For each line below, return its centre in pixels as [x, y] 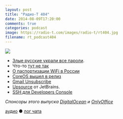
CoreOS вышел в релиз [37, 76]
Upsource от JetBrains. [36, 86]
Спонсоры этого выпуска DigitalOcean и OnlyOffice [59, 101]
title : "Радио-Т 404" [27, 14]
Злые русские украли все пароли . [48, 60]
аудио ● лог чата [23, 111]
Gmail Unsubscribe [32, 81]
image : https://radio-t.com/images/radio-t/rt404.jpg [62, 33]
